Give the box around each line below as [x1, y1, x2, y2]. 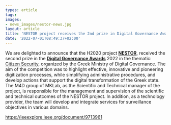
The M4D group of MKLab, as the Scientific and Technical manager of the [5, 82, 160, 88]
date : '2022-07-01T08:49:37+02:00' [5, 36, 81, 41]
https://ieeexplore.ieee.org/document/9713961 [5, 114, 103, 120]
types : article [5, 7, 38, 13]
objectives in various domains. [5, 104, 69, 110]
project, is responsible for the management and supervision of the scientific [5, 88, 164, 94]
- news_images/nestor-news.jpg [5, 21, 72, 27]
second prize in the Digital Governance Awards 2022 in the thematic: [5, 55, 152, 61]
